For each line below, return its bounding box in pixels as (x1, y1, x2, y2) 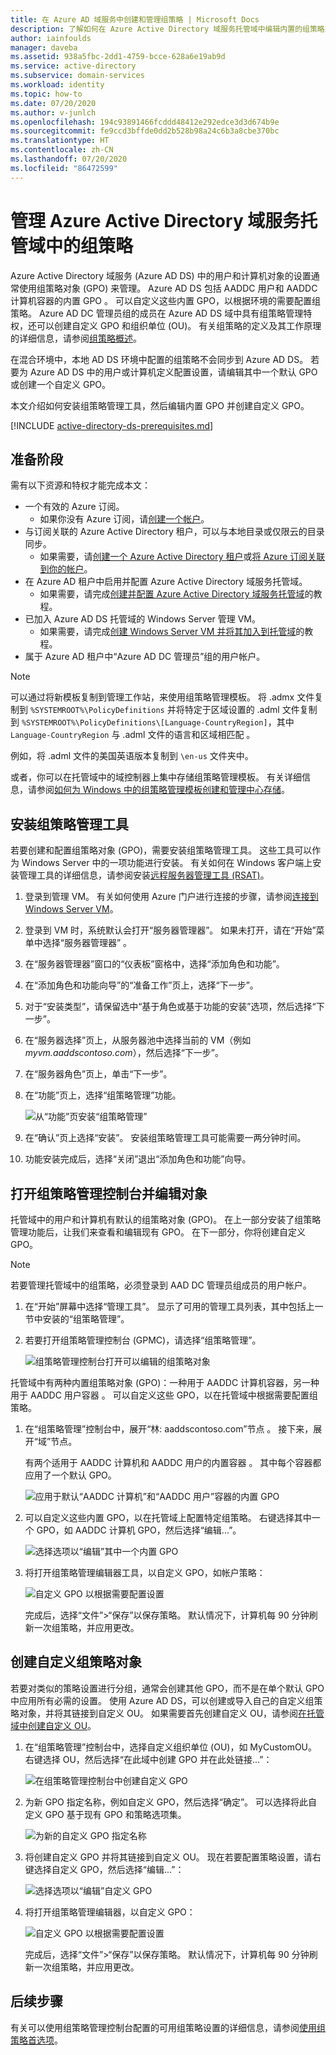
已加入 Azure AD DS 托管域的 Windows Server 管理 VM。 (24, 613, 261, 625)
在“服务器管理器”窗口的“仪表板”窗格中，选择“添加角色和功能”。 (24, 958, 285, 970)
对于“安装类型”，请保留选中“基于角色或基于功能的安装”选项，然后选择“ (24, 1001, 317, 1013)
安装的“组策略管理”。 (42, 1313, 130, 1325)
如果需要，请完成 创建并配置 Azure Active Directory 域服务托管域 (39, 588, 305, 600)
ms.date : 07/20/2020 (10, 98, 97, 108)
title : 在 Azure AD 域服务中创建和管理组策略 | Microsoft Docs (10, 14, 260, 25)
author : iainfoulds (10, 33, 92, 43)
